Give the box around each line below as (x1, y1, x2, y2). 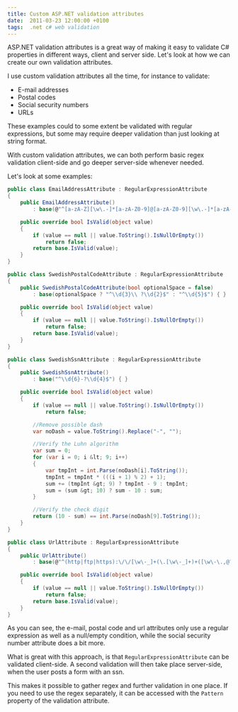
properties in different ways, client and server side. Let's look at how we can (7, 50, 230, 59)
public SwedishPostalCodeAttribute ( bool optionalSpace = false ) (20, 284, 214, 291)
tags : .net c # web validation (7, 23, 100, 31)
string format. (7, 137, 47, 146)
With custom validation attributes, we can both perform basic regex (7, 150, 204, 160)
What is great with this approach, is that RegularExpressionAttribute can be (7, 652, 229, 661)
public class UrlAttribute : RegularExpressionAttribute (7, 539, 179, 546)
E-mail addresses (17, 86, 69, 94)
